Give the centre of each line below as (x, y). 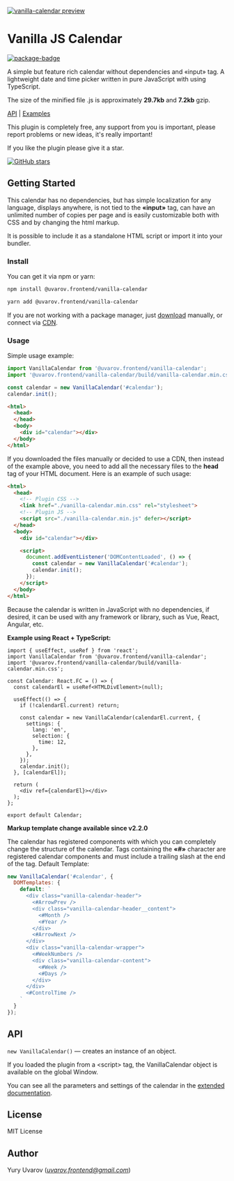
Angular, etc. (25, 624)
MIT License (25, 1132)
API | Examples (29, 113)
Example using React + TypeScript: (59, 638)
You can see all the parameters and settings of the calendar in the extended (116, 1085)
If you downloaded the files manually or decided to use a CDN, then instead (116, 458)
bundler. (19, 243)
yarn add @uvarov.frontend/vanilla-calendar (73, 302)
